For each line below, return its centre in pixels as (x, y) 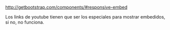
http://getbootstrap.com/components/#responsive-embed (66, 7)
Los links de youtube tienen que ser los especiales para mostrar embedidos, (85, 17)
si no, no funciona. (25, 22)
